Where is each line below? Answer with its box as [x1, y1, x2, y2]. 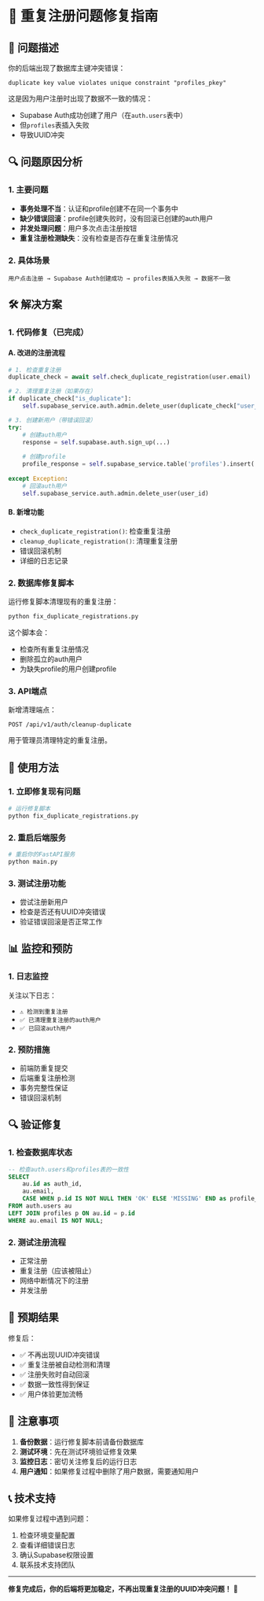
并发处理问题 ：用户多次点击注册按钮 [19, 223, 137, 233]
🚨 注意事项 [8, 1415, 59, 1428]
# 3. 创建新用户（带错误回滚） [8, 416, 97, 424]
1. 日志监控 [8, 971, 49, 982]
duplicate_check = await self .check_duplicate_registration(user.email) [8, 373, 251, 382]
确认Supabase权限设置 [19, 1551, 94, 1560]
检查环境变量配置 [19, 1531, 75, 1540]
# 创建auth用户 [22, 430, 68, 439]
